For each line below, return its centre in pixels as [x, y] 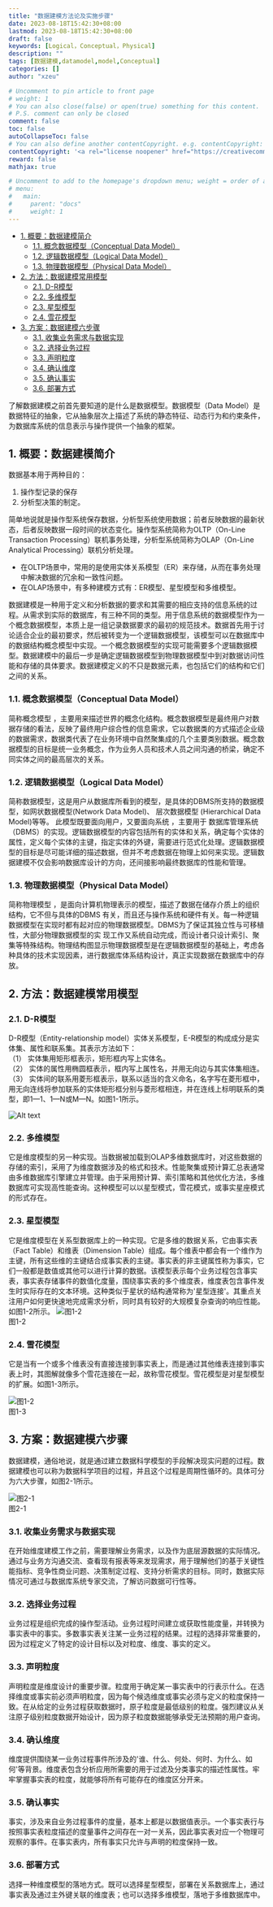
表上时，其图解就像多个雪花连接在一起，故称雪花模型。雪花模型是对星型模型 [136, 1374]
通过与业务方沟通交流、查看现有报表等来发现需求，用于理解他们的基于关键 [133, 1561]
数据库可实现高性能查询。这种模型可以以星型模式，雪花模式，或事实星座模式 [136, 1188]
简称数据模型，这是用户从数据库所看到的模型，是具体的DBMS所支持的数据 [133, 801]
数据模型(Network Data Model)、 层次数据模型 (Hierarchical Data [152, 812]
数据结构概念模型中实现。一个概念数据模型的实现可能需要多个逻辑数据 [132, 645]
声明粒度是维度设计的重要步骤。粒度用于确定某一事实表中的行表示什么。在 [133, 1686]
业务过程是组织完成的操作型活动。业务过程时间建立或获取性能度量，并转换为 [136, 1623]
